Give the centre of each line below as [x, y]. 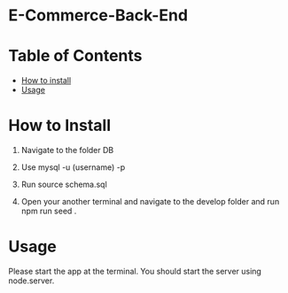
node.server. [31, 281]
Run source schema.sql [64, 185]
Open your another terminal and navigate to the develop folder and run [150, 202]
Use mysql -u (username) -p [73, 167]
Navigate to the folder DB [67, 150]
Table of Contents [75, 56]
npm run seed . [49, 211]
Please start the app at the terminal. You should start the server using [135, 271]
